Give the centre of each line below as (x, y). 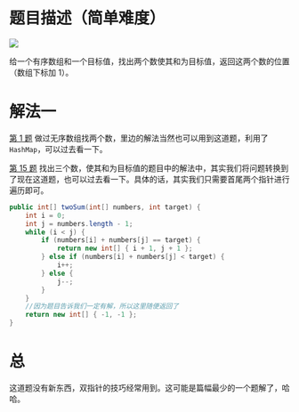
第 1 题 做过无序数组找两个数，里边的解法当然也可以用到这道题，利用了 (139, 138)
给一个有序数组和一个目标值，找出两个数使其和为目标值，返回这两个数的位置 (149, 61)
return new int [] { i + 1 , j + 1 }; (125, 249)
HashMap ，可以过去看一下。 (59, 149)
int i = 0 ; (45, 215)
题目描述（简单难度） (88, 18)
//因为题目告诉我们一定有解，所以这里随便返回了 (102, 307)
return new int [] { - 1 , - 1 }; (81, 315)
